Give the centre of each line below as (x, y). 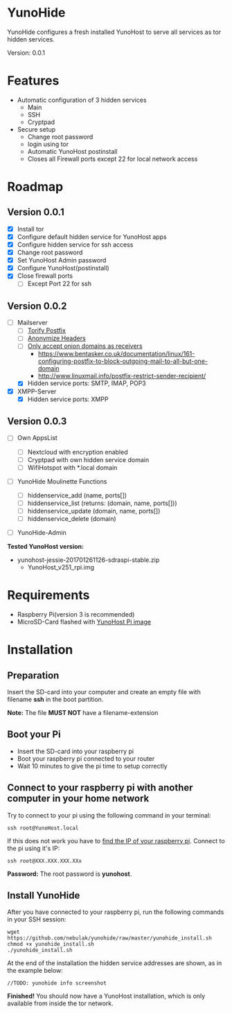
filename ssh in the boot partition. (55, 699)
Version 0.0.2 (37, 306)
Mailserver (33, 323)
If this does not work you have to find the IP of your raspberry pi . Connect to (116, 840)
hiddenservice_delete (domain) (72, 518)
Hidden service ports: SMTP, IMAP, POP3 (87, 383)
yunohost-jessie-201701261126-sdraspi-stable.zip (88, 560)
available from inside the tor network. (60, 1003)
